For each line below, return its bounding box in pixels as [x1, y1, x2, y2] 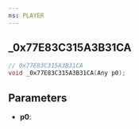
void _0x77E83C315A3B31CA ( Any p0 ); [8, 69, 126, 78]
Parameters [8, 91, 68, 104]
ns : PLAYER [8, 11, 44, 20]
